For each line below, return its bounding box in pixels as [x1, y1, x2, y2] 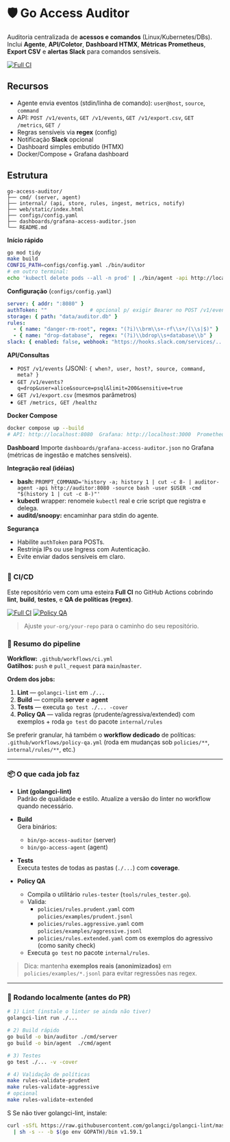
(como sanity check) [37, 941, 96, 950]
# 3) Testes [7, 1052, 41, 1059]
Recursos [7, 80, 49, 93]
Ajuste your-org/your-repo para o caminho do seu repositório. [23, 621, 200, 630]
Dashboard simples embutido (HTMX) [16, 142, 125, 151]
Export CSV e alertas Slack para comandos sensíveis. [7, 47, 161, 56]
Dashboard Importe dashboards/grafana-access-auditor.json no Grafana [7, 443, 214, 451]
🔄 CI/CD [7, 572, 34, 582]
